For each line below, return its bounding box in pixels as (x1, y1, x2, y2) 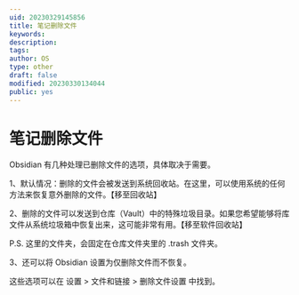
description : (9, 37, 58, 47)
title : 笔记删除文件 (9, 21, 77, 30)
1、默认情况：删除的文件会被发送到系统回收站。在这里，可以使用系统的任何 (9, 179, 286, 189)
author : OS (9, 54, 50, 63)
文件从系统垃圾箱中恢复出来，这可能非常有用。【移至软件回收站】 (9, 219, 247, 230)
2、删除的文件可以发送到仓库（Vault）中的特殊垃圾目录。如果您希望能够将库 (9, 208, 290, 219)
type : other (9, 63, 53, 72)
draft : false (9, 71, 58, 80)
